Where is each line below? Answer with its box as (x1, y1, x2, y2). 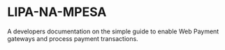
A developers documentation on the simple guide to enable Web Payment (7, 27, 219, 35)
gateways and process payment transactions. (7, 34, 138, 42)
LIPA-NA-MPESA (7, 4, 107, 20)
